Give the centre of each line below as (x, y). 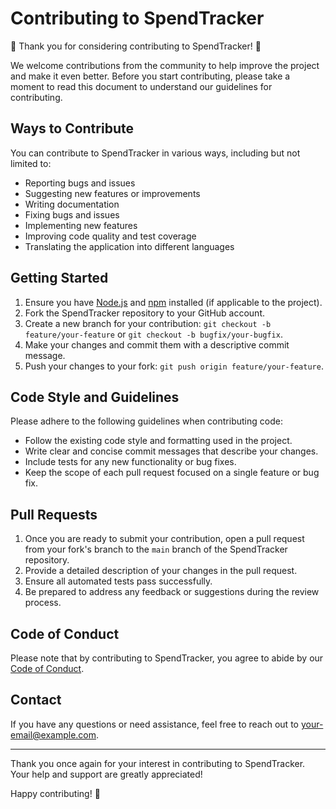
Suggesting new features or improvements (112, 193)
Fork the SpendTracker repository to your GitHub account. (144, 313)
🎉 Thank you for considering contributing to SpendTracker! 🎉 (136, 46)
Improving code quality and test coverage (110, 236)
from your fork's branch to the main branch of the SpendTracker (156, 549)
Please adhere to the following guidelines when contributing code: (146, 421)
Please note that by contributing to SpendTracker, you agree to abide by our (167, 658)
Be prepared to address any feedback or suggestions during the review (172, 592)
